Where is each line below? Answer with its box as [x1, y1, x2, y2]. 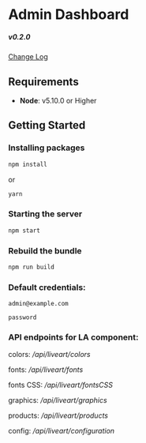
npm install [8, 160, 47, 168]
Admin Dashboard [8, 6, 129, 24]
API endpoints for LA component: [8, 332, 139, 343]
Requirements [8, 75, 79, 88]
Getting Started [8, 118, 86, 132]
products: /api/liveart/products [8, 411, 109, 420]
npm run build [8, 263, 55, 271]
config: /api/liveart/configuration [8, 426, 115, 436]
